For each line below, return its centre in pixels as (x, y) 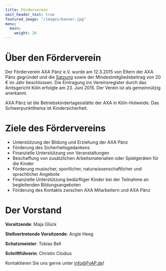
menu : (11, 24)
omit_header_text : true (30, 15)
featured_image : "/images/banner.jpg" (45, 19)
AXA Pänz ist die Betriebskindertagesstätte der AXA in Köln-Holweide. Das (82, 103)
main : (15, 29)
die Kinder (23, 163)
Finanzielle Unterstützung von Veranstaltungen (61, 153)
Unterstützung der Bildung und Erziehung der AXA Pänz (70, 142)
